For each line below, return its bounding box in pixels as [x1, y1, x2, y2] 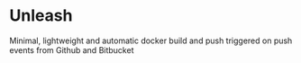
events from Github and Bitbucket [9, 44, 134, 55]
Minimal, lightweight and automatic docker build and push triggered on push [9, 35, 293, 46]
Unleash [9, 5, 73, 26]
